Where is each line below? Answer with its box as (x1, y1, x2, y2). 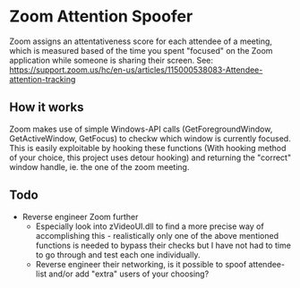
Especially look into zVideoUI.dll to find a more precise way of (35, 221, 264, 232)
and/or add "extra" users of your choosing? (48, 268, 210, 279)
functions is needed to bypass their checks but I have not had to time (35, 240, 291, 250)
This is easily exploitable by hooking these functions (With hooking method (9, 142, 287, 153)
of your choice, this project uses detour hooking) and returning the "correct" (9, 152, 292, 163)
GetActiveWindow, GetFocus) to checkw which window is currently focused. (9, 132, 291, 144)
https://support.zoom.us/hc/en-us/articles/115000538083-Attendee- (9, 64, 263, 75)
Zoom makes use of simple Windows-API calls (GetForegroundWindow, (9, 123, 273, 134)
